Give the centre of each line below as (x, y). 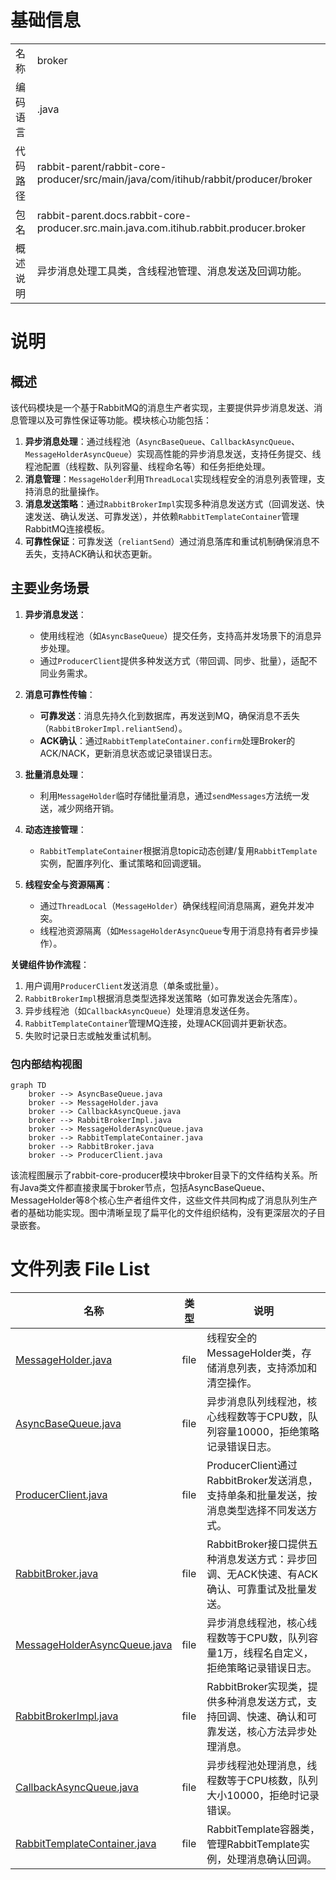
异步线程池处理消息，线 (262, 1765)
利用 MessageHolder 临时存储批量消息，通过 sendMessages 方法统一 (170, 795)
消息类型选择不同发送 (257, 1510)
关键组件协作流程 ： (50, 964)
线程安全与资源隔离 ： (68, 884)
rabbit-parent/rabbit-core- (101, 166)
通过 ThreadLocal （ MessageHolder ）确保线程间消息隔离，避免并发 (172, 905)
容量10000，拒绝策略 (268, 1431)
